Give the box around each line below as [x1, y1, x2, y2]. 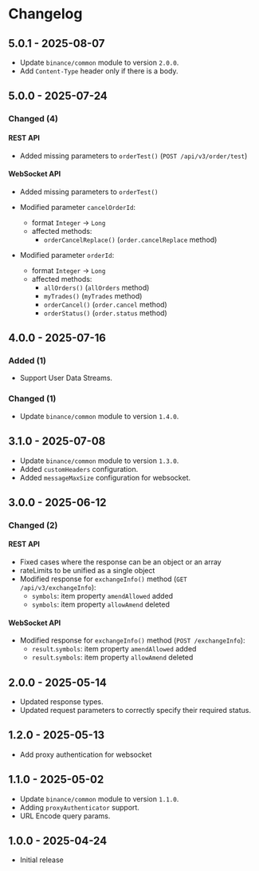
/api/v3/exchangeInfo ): [19, 583, 97, 592]
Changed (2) [8, 520, 58, 531]
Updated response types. [19, 697, 104, 707]
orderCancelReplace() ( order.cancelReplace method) [43, 235, 218, 244]
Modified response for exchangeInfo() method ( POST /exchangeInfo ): [19, 635, 245, 645]
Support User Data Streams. [19, 373, 113, 383]
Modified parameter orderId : [19, 250, 115, 259]
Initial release [19, 855, 64, 865]
